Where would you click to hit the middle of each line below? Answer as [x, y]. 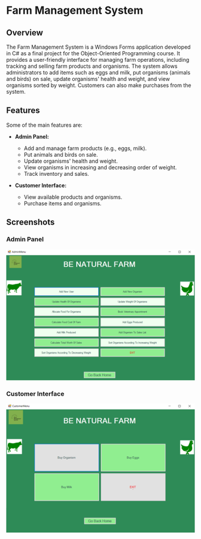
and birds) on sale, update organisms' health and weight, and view [88, 79]
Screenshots [31, 222]
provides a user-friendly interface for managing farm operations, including [98, 60]
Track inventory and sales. [57, 173]
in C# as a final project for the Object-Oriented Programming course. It [93, 53]
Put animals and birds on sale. [61, 154]
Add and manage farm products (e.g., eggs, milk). [85, 148]
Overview [25, 33]
